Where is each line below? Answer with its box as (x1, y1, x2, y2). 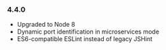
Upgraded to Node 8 (16, 21, 75, 29)
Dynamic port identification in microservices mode (16, 27, 159, 36)
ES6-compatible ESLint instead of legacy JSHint (16, 35, 152, 43)
